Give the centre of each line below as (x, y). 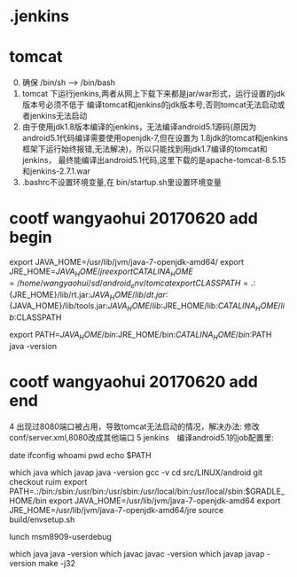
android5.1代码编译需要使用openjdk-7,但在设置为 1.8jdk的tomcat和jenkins (155, 138)
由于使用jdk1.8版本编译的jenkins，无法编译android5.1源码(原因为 (139, 127)
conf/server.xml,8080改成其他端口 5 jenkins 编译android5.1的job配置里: (142, 437)
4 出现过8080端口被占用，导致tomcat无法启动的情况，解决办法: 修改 (134, 426)
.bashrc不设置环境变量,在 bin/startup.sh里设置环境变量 (121, 183)
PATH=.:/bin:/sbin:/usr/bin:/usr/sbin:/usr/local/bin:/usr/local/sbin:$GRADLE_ (147, 491)
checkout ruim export (48, 481)
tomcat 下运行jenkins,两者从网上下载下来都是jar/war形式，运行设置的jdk (153, 94)
